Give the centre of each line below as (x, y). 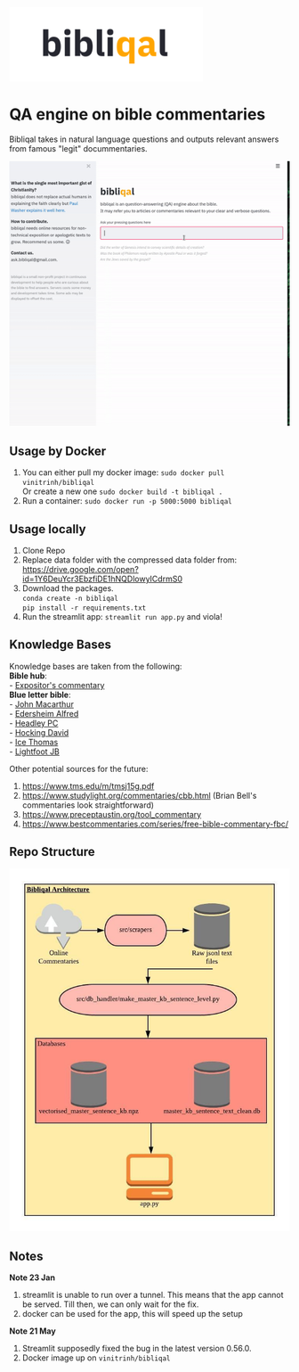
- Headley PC (34, 723)
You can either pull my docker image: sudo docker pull (123, 472)
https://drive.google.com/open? (81, 569)
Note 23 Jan (32, 1278)
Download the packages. (68, 588)
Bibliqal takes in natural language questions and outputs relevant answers (144, 139)
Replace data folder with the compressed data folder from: (129, 560)
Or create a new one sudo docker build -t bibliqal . (122, 491)
